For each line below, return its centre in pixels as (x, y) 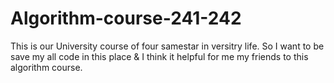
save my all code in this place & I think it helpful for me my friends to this (159, 56)
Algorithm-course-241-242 (126, 18)
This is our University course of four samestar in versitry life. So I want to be (167, 46)
